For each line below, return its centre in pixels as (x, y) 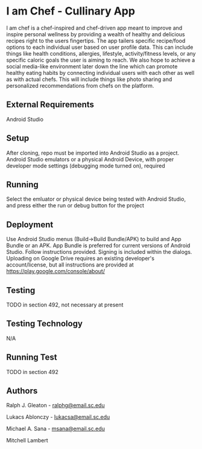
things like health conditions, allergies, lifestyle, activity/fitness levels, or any (101, 53)
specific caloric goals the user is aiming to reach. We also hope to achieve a (101, 60)
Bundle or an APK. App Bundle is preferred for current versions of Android (98, 245)
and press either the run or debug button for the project (75, 205)
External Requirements (50, 105)
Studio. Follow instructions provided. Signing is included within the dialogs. (99, 252)
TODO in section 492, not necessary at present (65, 305)
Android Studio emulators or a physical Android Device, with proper (90, 159)
